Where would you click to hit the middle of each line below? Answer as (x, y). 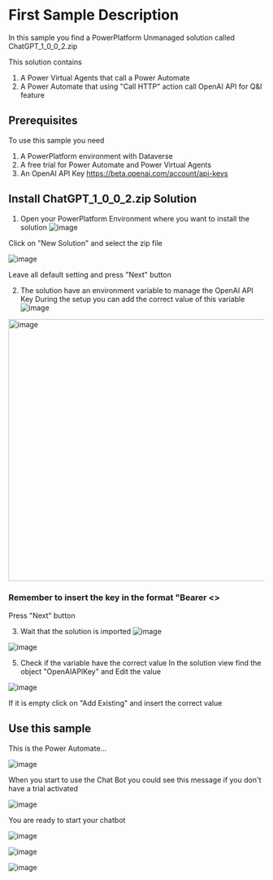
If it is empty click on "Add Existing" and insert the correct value (115, 703)
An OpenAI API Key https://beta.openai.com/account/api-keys (124, 173)
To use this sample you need (56, 140)
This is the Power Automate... (58, 748)
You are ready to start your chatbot (67, 820)
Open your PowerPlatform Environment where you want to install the (135, 218)
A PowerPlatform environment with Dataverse (96, 155)
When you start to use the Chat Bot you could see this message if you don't (135, 780)
